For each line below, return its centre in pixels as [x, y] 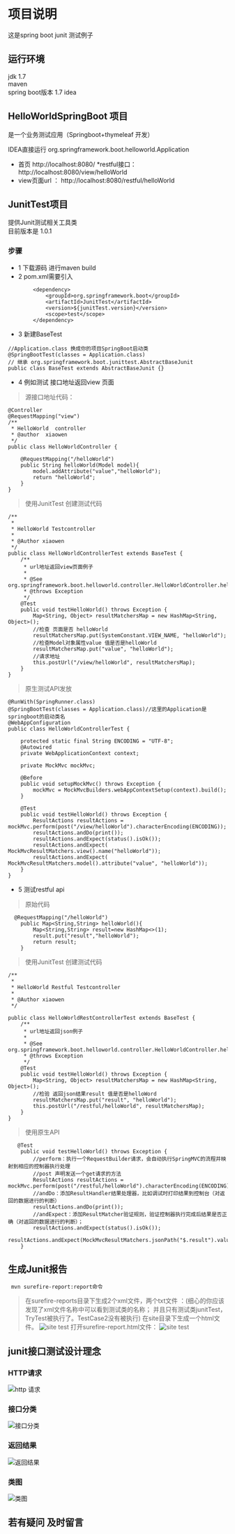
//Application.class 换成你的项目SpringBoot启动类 [78, 349]
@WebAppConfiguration [39, 723]
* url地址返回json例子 [53, 1031]
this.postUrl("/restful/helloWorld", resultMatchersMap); [119, 1106]
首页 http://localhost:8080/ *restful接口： [77, 164]
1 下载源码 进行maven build [57, 268]
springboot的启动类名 [37, 717]
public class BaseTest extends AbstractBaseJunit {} [86, 368]
